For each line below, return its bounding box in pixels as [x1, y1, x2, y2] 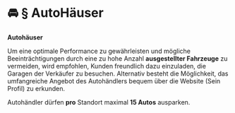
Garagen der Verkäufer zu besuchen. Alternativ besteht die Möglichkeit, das [7, 69, 229, 78]
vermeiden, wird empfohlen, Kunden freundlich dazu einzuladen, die [7, 61, 207, 70]
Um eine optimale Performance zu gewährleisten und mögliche [7, 47, 191, 55]
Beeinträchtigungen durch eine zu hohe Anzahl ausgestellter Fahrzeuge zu [7, 54, 228, 63]
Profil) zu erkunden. [7, 84, 66, 93]
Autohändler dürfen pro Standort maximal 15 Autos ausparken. [7, 97, 191, 106]
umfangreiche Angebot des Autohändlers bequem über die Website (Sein [7, 76, 221, 85]
